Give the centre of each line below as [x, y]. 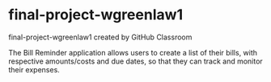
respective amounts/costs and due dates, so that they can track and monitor [135, 61]
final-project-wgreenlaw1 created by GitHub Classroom [100, 37]
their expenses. [34, 69]
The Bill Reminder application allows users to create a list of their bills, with [133, 52]
